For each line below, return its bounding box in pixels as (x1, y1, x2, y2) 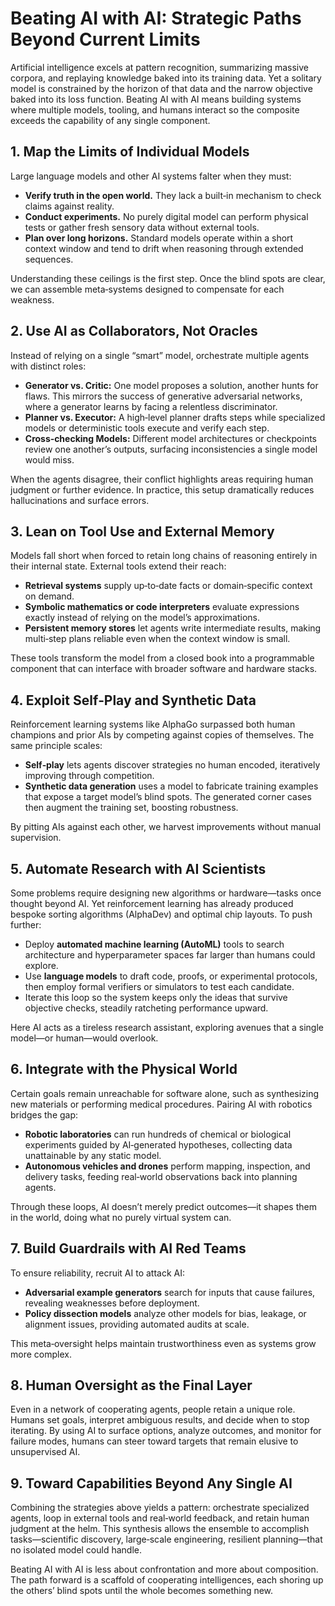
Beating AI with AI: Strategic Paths (10, 7, 302, 30)
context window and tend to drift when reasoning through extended (24, 242, 304, 254)
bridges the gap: (10, 1108, 79, 1121)
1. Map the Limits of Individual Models (10, 143, 250, 161)
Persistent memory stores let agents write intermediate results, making (24, 622, 322, 634)
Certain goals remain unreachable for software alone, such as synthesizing (10, 1087, 320, 1099)
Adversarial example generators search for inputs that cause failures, (24, 1286, 316, 1298)
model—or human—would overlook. (10, 1032, 159, 1044)
